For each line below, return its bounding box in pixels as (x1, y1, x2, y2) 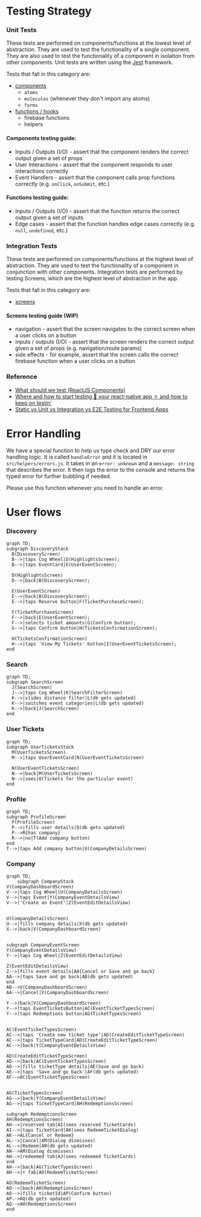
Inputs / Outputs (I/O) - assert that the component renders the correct (14, 148, 189, 155)
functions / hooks (14, 108, 59, 115)
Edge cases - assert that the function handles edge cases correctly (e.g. (14, 220, 196, 227)
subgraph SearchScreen (6, 679, 63, 685)
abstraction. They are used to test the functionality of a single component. (6, 46, 191, 53)
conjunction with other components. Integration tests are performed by (6, 268, 183, 276)
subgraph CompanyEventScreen (6, 942, 80, 948)
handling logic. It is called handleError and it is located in (6, 453, 148, 460)
